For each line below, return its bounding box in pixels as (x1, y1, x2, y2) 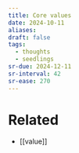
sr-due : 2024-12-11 (8, 63, 72, 71)
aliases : (8, 26, 37, 34)
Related (8, 111, 59, 129)
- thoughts (15, 48, 51, 56)
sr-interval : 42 (8, 70, 61, 78)
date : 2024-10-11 (8, 19, 65, 27)
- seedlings (15, 56, 55, 64)
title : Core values (8, 11, 72, 20)
